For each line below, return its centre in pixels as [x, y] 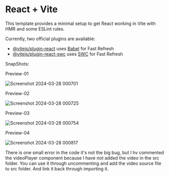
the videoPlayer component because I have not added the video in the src [82, 158]
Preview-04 [17, 133]
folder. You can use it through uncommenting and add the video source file [83, 163]
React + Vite [32, 9]
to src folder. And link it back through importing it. [57, 168]
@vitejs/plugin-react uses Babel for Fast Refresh [63, 48]
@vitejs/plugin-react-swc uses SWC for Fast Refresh [68, 54]
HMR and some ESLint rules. [35, 28]
